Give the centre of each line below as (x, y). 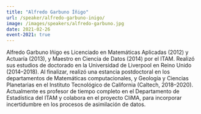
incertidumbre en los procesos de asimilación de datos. (76, 104)
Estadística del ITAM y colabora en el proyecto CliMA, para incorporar (94, 98)
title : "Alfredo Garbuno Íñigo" (47, 12)
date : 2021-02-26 (28, 29)
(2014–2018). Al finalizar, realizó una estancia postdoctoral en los (88, 72)
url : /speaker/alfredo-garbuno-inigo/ (56, 18)
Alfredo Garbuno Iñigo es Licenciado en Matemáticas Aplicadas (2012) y (97, 52)
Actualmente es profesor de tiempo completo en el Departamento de (93, 91)
